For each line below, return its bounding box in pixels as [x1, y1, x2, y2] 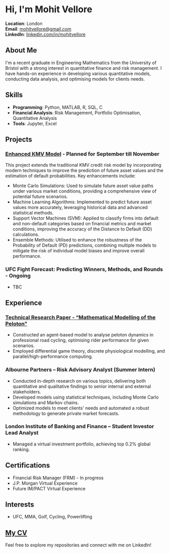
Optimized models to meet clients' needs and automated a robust [12, 405, 150, 411]
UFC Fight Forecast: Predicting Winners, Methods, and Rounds [5, 266, 163, 273]
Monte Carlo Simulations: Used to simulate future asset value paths [12, 182, 154, 189]
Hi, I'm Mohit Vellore [5, 4, 92, 15]
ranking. [12, 446, 30, 452]
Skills [5, 91, 23, 99]
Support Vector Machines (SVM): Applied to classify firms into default [12, 215, 159, 221]
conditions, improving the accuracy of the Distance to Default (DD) [12, 226, 152, 232]
